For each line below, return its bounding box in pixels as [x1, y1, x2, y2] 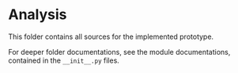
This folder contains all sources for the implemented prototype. [8, 32, 214, 41]
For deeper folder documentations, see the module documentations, [8, 47, 231, 56]
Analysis [8, 6, 67, 24]
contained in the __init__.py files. [8, 56, 120, 65]
